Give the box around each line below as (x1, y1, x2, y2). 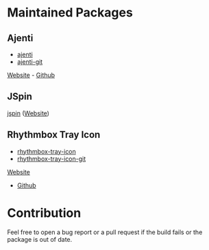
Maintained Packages (7, 5, 134, 21)
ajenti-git (16, 58, 43, 66)
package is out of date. (7, 235, 73, 243)
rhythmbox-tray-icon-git (16, 155, 86, 163)
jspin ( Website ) (7, 109, 50, 117)
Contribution (7, 205, 82, 220)
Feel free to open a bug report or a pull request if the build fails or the (7, 228, 203, 236)
